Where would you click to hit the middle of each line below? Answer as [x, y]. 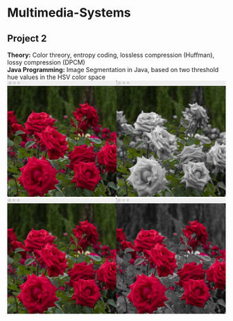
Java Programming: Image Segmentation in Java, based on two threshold [113, 70]
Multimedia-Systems [69, 13]
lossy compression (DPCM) [46, 62]
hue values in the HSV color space [57, 77]
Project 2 [27, 38]
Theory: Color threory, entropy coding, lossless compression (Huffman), [111, 55]
